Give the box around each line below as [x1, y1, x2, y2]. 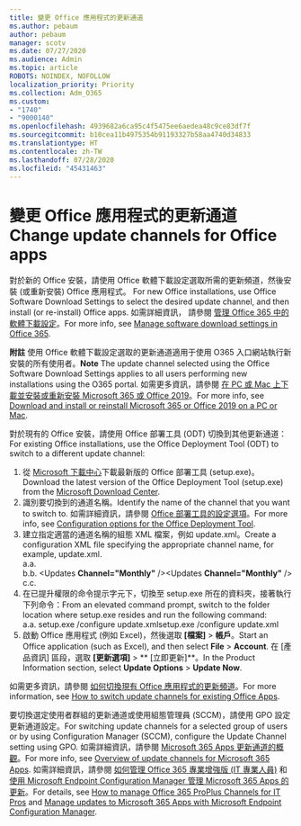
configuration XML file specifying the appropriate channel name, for [22, 539, 274, 550]
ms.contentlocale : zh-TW [9, 147, 102, 156]
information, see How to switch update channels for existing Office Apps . [9, 691, 280, 702]
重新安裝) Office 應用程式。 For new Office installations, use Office [30, 286, 277, 297]
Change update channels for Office [9, 225, 278, 246]
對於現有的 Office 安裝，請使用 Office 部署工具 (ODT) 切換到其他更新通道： [9, 428, 288, 439]
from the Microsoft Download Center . [22, 487, 161, 498]
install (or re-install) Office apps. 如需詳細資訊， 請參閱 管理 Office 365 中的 [9, 307, 289, 318]
